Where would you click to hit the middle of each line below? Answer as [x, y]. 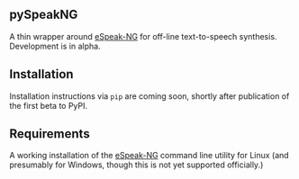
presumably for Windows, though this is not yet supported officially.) [136, 165]
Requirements [50, 134]
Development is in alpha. [55, 46]
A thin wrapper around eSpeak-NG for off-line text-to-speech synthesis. [143, 36]
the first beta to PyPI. [49, 105]
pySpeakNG [44, 15]
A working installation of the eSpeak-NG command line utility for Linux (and [149, 156]
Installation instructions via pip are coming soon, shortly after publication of [149, 96]
